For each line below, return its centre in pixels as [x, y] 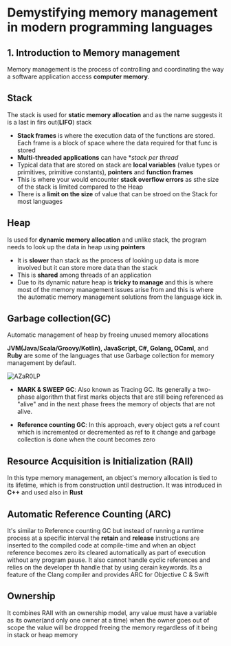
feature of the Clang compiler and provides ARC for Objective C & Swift [108, 575]
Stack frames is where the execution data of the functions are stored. [116, 135]
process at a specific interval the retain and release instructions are [103, 538]
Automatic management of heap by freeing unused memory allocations [108, 335]
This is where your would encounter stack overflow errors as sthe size [118, 179]
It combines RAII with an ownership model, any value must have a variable [112, 613]
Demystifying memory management [112, 13]
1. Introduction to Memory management [93, 53]
